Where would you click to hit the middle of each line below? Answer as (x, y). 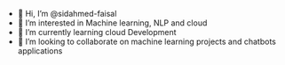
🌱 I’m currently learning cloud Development (97, 32)
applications (40, 51)
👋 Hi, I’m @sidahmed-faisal (67, 14)
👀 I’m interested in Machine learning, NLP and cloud (112, 23)
